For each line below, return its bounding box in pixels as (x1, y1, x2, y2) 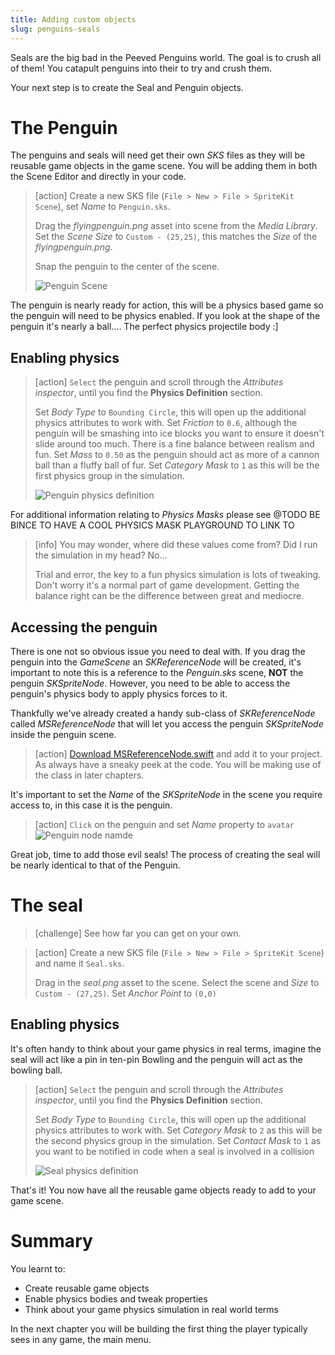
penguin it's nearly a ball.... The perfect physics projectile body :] (10, 321, 279, 333)
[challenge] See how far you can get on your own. (34, 927, 242, 939)
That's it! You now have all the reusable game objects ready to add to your (10, 1184, 317, 1196)
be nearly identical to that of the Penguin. (10, 859, 181, 871)
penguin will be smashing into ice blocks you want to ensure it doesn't (34, 427, 325, 440)
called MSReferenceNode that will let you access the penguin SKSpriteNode (10, 718, 324, 730)
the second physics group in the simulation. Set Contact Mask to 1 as (34, 1134, 322, 1146)
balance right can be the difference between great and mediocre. (34, 590, 305, 602)
